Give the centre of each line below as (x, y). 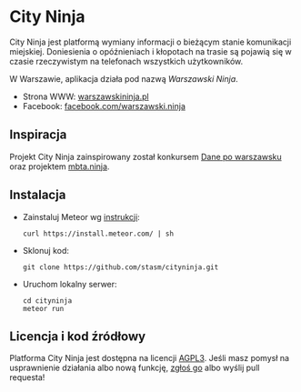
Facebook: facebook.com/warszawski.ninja (104, 106)
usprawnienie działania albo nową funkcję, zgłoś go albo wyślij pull (135, 368)
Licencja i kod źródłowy (78, 336)
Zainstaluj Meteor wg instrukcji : (81, 216)
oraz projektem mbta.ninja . (60, 166)
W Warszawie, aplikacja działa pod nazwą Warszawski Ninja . (124, 78)
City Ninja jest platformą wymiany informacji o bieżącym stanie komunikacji (150, 42)
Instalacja (38, 195)
